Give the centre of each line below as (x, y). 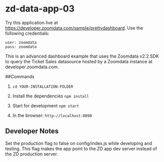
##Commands (20, 76)
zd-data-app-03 (40, 9)
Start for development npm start (45, 105)
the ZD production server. (32, 154)
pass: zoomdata (21, 47)
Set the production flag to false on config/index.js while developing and (79, 143)
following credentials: (27, 33)
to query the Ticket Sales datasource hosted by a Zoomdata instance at (79, 61)
